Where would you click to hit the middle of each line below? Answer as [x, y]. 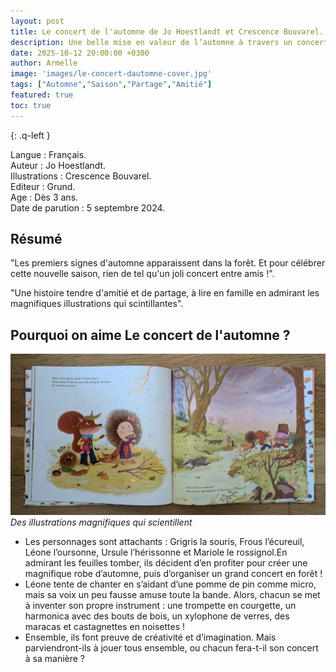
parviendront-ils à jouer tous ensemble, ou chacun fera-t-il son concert [171, 648]
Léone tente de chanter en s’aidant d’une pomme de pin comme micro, [170, 584]
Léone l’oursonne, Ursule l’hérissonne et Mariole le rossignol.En [156, 552]
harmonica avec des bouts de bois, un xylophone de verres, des [157, 616]
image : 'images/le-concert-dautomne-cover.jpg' [111, 74]
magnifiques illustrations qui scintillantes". [97, 304]
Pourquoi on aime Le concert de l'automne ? [150, 335]
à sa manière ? [55, 659]
